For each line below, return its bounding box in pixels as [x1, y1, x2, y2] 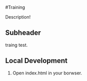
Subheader [5, 29, 41, 37]
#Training [5, 5, 25, 10]
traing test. [5, 42, 28, 48]
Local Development [5, 56, 68, 65]
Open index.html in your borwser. [12, 70, 82, 76]
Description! [5, 14, 31, 20]
